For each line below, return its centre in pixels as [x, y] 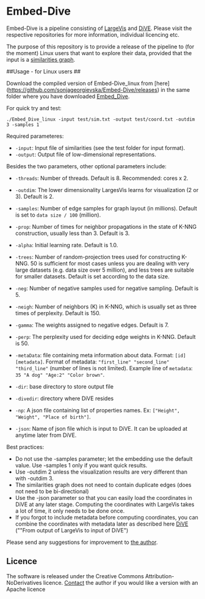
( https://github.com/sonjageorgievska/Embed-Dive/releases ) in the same [98, 89]
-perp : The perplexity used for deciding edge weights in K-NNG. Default [106, 337]
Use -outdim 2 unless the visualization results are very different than [101, 472]
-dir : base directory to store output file [64, 386]
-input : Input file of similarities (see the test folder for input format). [100, 147]
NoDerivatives [24, 582]
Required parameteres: [35, 136]
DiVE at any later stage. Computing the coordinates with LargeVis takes [105, 504]
